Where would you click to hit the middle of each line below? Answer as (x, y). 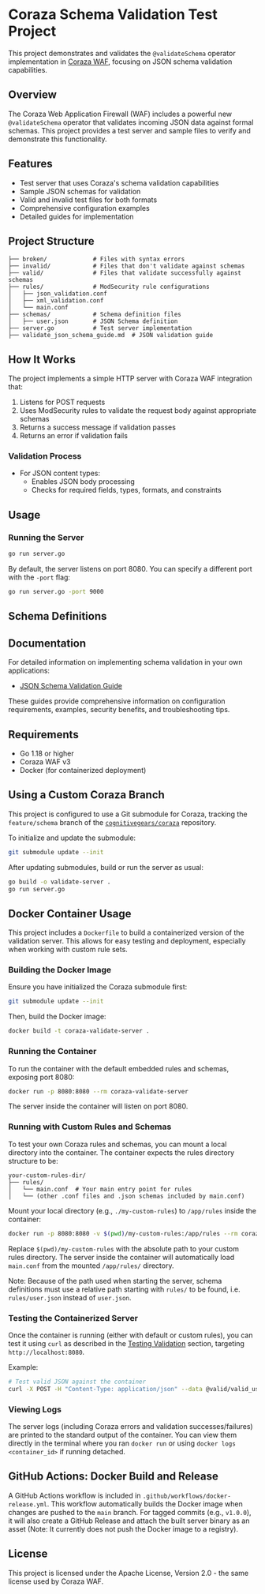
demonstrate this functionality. (58, 139)
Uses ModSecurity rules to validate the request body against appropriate (138, 411)
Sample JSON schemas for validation (80, 191)
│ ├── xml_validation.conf (56, 301)
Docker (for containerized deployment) (83, 770)
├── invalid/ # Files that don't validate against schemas (127, 266)
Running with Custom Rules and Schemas (90, 1127)
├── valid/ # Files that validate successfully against (125, 273)
